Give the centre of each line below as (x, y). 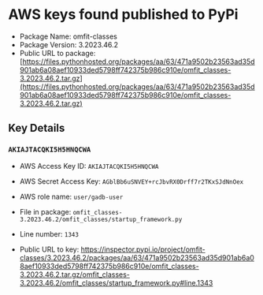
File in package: (45, 211)
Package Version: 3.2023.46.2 (69, 44)
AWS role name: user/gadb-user (71, 196)
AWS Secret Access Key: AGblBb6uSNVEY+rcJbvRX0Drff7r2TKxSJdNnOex (131, 181)
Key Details (37, 128)
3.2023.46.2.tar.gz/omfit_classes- (74, 274)
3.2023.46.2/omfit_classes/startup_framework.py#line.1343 (116, 282)
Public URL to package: (57, 53)
